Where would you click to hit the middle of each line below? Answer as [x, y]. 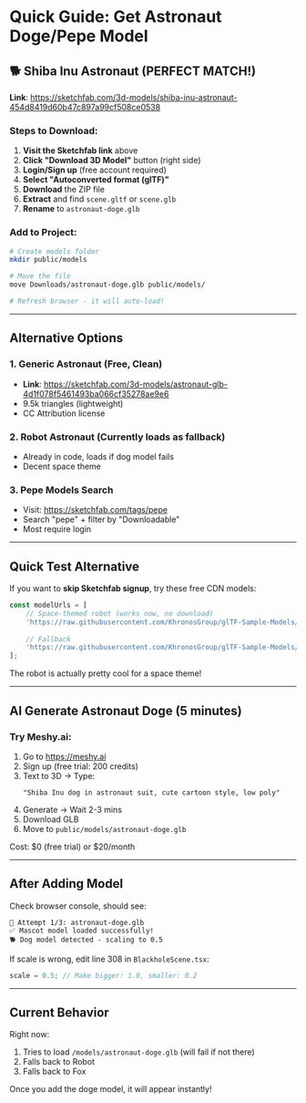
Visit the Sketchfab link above [80, 151]
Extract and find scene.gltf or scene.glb [99, 199]
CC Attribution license [64, 413]
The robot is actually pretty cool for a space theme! [106, 673]
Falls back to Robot [59, 1062]
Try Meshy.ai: [41, 736]
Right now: [30, 1035]
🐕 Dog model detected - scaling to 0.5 [87, 940]
